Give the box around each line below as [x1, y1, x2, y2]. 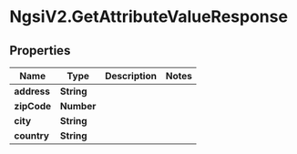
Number [59, 100, 97, 112]
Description [104, 70, 158, 82]
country [14, 129, 50, 142]
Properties [9, 43, 71, 58]
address [14, 85, 51, 98]
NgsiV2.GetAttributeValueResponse [9, 6, 289, 27]
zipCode [14, 100, 52, 112]
